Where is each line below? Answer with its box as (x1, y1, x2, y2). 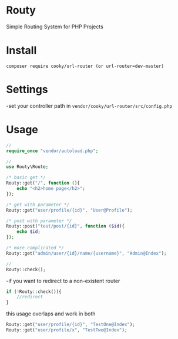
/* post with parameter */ (6, 218, 72, 224)
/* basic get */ (6, 175, 46, 180)
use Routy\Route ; (6, 164, 49, 170)
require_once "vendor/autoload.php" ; (6, 148, 99, 154)
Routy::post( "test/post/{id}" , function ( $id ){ (6, 223, 125, 229)
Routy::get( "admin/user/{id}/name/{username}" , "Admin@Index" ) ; (6, 250, 167, 256)
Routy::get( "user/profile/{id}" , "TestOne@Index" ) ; (6, 322, 135, 328)
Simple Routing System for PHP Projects (6, 23, 104, 30)
